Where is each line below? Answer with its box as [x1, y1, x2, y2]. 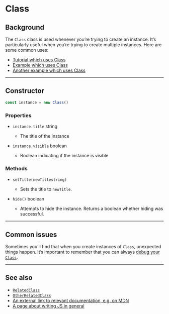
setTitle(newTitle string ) [12, 177, 67, 182]
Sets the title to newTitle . [20, 186, 72, 192]
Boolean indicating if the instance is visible [20, 152, 109, 158]
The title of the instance [20, 133, 69, 139]
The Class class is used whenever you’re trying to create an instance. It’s [5, 36, 156, 42]
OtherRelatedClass [12, 293, 51, 298]
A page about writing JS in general [12, 302, 84, 309]
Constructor [5, 86, 44, 95]
